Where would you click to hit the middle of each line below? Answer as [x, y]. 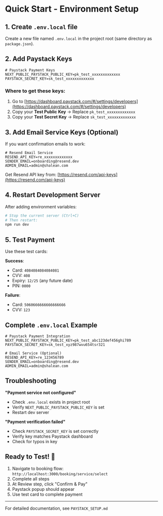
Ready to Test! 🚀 [30, 457]
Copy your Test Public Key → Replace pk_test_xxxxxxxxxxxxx [74, 112]
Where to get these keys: [35, 91]
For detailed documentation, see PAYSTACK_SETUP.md [57, 508]
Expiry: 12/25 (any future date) [42, 281]
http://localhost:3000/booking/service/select [60, 474]
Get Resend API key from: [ [32, 174]
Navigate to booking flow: [38, 468]
